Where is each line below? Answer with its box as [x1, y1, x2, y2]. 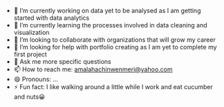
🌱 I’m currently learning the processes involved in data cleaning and [13, 21, 207, 29]
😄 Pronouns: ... [13, 75, 59, 83]
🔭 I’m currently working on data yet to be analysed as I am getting [13, 7, 201, 14]
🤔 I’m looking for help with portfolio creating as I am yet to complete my [13, 43, 217, 51]
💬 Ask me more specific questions [13, 58, 112, 65]
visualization [13, 28, 50, 36]
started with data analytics [13, 14, 90, 22]
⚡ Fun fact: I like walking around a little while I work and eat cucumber [13, 83, 213, 91]
